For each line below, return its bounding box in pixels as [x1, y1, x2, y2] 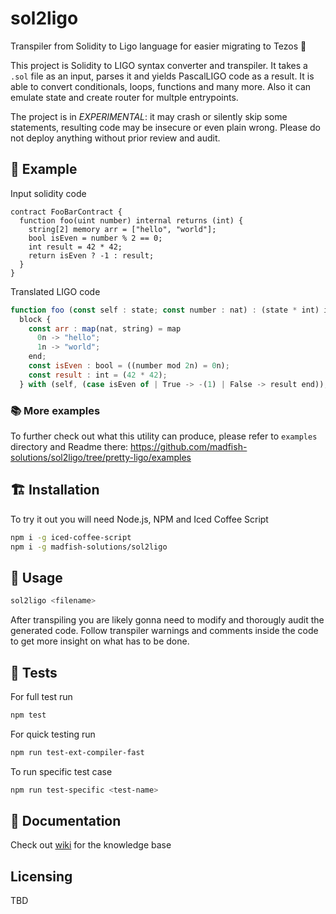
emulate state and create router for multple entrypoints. [10, 91, 239, 103]
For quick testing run [10, 728, 96, 740]
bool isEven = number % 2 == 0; [28, 233, 163, 243]
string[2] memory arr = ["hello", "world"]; [28, 224, 217, 234]
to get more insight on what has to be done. [10, 635, 190, 647]
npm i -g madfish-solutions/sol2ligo [10, 542, 168, 552]
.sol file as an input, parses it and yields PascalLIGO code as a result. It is [10, 70, 315, 82]
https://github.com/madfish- [130, 440, 248, 452]
